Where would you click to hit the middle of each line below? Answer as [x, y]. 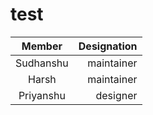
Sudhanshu [42, 63]
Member [42, 46]
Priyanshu [42, 95]
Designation [108, 46]
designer [116, 95]
